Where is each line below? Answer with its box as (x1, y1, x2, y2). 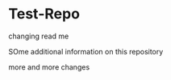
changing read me (8, 31, 69, 41)
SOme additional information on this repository (8, 46, 164, 56)
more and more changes (8, 62, 90, 72)
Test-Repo (8, 5, 81, 23)
